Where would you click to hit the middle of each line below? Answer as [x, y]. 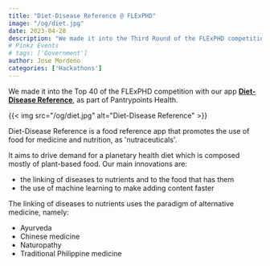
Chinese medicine [50, 236]
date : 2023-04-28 [37, 31]
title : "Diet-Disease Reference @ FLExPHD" [82, 16]
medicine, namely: [39, 212]
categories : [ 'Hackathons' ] [55, 69]
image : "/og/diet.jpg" [46, 23]
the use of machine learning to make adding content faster [117, 188]
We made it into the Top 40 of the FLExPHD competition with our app [123, 91]
